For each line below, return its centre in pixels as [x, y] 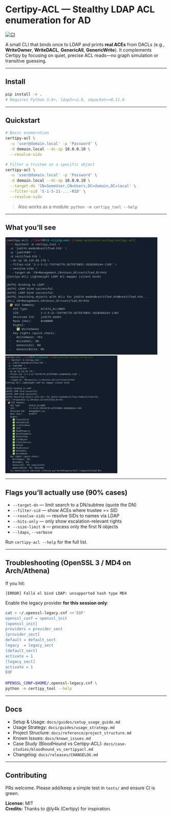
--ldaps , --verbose [33, 532]
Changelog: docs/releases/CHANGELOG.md [55, 754]
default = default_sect [31, 640]
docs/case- [115, 744]
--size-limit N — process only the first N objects [66, 526]
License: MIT [19, 803]
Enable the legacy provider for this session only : [57, 603]
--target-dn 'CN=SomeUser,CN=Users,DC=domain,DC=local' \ [73, 186]
